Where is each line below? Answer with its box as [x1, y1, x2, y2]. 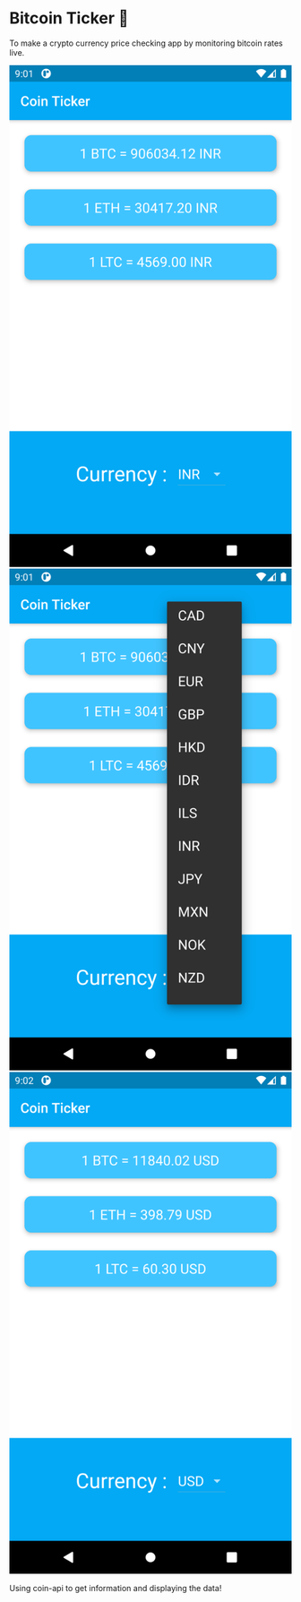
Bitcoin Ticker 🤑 [9, 8, 129, 29]
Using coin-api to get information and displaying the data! [9, 1582, 222, 1593]
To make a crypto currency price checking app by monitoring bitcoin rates [9, 38, 284, 48]
